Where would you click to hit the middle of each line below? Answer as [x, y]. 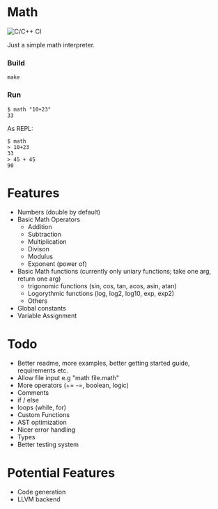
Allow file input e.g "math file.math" [68, 378]
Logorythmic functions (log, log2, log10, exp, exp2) [101, 294]
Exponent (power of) [57, 264]
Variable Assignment [47, 316]
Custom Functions [44, 415]
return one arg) [39, 279]
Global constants [41, 308]
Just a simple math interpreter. [51, 45]
